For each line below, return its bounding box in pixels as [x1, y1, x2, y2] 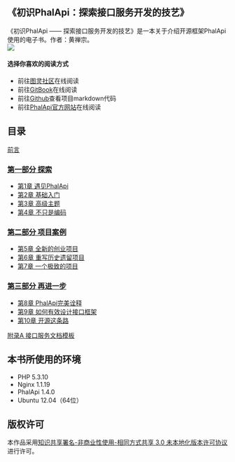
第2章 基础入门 [17, 191, 61, 199]
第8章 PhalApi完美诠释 [17, 299, 83, 307]
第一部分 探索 [7, 164, 52, 174]
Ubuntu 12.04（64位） [17, 395, 83, 405]
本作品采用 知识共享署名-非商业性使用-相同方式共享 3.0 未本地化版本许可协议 [7, 438, 228, 447]
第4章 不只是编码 [17, 208, 66, 217]
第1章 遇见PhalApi [17, 182, 69, 191]
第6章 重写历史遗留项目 [17, 253, 85, 261]
